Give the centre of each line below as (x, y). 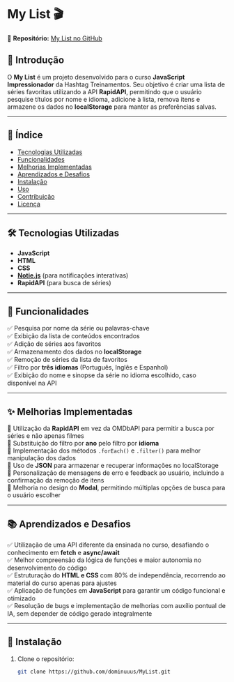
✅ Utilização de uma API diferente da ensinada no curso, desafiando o (108, 545)
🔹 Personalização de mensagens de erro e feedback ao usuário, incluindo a (116, 473)
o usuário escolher (34, 495)
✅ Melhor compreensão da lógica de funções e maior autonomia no (104, 560)
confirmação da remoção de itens (56, 480)
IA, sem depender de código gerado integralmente (80, 613)
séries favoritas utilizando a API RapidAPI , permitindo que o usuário (104, 91)
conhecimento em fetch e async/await (63, 552)
